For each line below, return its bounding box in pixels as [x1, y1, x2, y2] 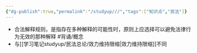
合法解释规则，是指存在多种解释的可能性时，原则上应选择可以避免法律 [14, 25, 186, 32]
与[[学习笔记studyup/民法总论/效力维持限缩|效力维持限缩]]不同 [14, 40, 167, 47]
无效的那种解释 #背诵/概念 [19, 33, 84, 40]
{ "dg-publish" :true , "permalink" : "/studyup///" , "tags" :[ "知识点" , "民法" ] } [5, 8, 188, 15]
